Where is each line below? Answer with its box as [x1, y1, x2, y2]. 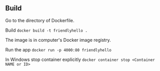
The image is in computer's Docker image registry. [5, 37, 111, 43]
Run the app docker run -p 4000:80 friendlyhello [5, 46, 112, 52]
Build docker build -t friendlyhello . [5, 27, 88, 33]
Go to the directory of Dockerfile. [5, 17, 75, 23]
